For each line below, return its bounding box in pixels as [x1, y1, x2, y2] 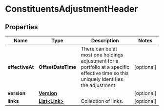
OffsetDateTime [39, 64, 77, 70]
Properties [5, 23, 38, 31]
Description [91, 37, 120, 44]
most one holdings [81, 52, 123, 58]
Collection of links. [81, 98, 123, 104]
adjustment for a [81, 57, 119, 64]
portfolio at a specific [81, 64, 130, 70]
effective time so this [81, 70, 129, 76]
